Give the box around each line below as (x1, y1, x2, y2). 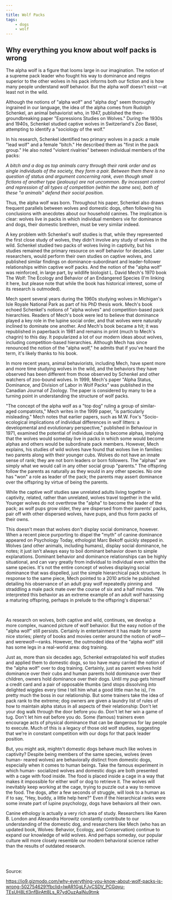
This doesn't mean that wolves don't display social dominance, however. (6, 526, 159, 532)
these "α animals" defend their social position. (6, 189, 104, 195)
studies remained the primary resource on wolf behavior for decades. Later (6, 247, 164, 254)
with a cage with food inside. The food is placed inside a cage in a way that (6, 773, 164, 779)
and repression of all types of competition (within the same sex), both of (6, 184, 159, 190)
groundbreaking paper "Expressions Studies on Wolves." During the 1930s (6, 115, 163, 121)
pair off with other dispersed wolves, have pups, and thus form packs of (6, 511, 158, 517)
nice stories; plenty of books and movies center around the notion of (6, 633, 150, 639)
